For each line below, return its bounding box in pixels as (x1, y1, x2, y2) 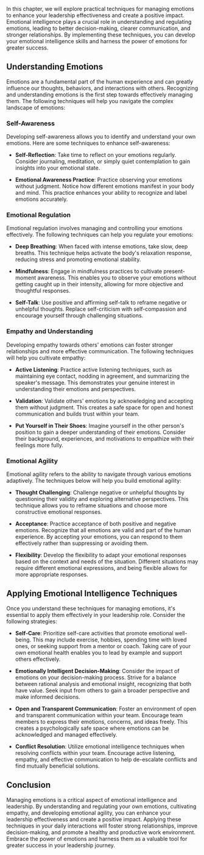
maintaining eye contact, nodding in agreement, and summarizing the (15, 372, 190, 380)
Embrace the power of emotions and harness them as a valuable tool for (6, 835, 188, 842)
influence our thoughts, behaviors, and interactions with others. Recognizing (6, 84, 199, 92)
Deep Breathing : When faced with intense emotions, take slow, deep (15, 243, 188, 250)
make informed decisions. (15, 693, 80, 701)
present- (163, 268, 186, 275)
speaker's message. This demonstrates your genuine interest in (15, 378, 175, 386)
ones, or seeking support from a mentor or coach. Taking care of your (15, 642, 191, 649)
